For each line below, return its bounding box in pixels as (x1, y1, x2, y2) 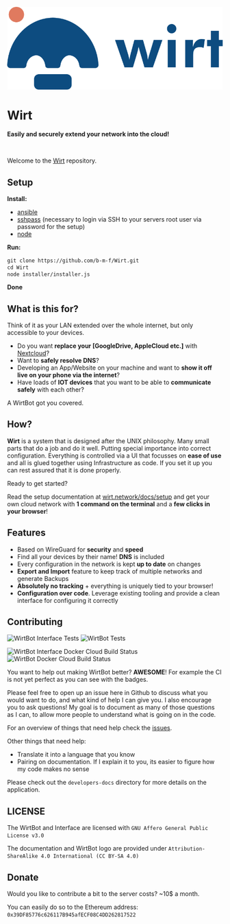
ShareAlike (7, 853, 38, 860)
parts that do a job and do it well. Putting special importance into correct (7, 444, 211, 452)
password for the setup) (16, 223, 86, 231)
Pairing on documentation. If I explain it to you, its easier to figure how (16, 758, 215, 766)
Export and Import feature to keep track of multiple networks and (16, 567, 203, 576)
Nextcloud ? (16, 348, 50, 357)
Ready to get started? (7, 479, 68, 487)
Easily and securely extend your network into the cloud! (7, 130, 170, 139)
